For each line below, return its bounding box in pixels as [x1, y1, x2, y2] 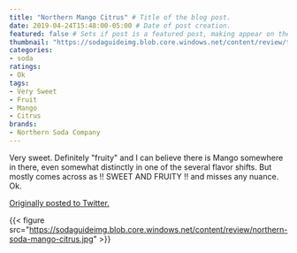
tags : [9, 79, 29, 88]
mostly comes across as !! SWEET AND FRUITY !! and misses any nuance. [9, 171, 279, 181]
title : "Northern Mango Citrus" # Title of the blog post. [9, 12, 232, 22]
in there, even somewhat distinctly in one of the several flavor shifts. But [9, 161, 272, 172]
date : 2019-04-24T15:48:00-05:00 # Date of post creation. [9, 21, 232, 30]
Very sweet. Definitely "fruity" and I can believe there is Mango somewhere [9, 152, 284, 163]
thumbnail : [9, 37, 49, 47]
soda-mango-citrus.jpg [9, 234, 94, 244]
